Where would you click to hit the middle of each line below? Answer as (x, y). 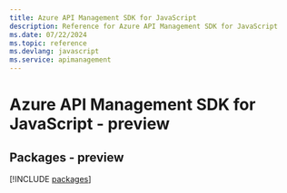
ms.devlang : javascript (54, 52)
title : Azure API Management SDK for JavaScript (103, 18)
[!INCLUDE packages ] (50, 179)
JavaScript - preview (90, 124)
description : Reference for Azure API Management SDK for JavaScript (144, 26)
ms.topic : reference (49, 43)
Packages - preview (67, 157)
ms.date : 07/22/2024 (49, 34)
